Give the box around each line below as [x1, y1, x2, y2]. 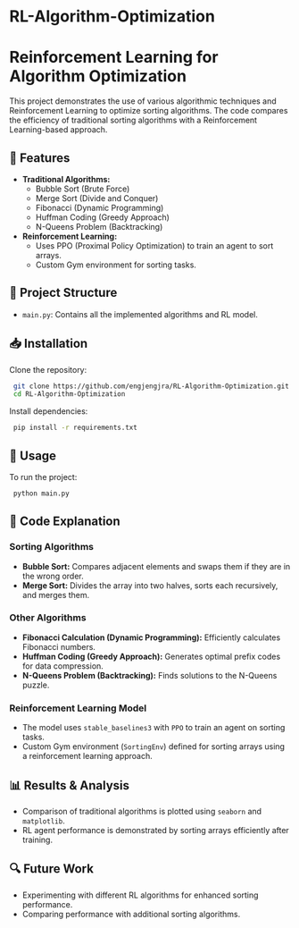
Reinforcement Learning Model [9, 702, 147, 714]
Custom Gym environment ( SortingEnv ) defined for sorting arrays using [21, 741, 286, 752]
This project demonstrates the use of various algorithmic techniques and [9, 96, 277, 106]
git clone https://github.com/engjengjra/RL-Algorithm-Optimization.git [12, 382, 290, 391]
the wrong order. [21, 570, 85, 581]
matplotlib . [21, 815, 65, 826]
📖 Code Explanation [9, 514, 120, 529]
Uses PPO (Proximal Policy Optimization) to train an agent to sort [35, 240, 274, 251]
